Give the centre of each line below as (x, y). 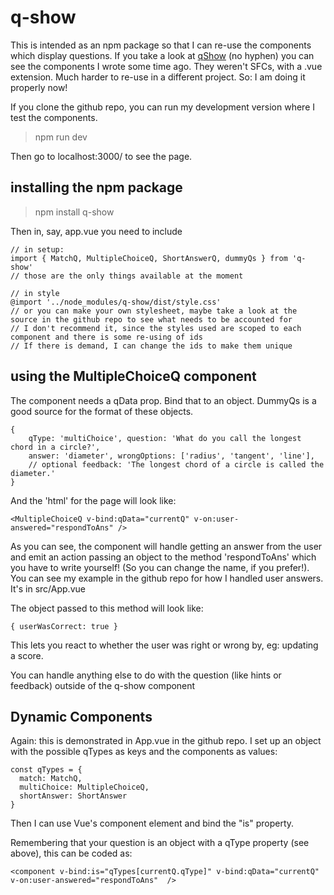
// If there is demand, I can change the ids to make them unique (151, 346)
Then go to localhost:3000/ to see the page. (101, 156)
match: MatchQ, (51, 779)
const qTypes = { (46, 770)
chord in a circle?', (55, 447)
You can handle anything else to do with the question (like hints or (146, 675)
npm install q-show (74, 212)
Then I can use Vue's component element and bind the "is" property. (152, 823)
